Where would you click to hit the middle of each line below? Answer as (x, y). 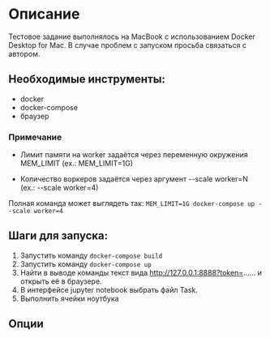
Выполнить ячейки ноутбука (69, 298)
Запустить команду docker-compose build (91, 255)
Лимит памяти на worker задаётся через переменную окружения (134, 155)
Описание (44, 14)
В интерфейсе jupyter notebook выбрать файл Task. (109, 289)
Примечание (35, 137)
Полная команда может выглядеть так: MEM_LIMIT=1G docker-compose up (132, 203)
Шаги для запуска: (58, 236)
